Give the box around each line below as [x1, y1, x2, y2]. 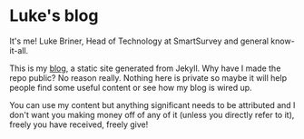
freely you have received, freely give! [9, 119, 149, 130]
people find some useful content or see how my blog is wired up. [9, 82, 252, 93]
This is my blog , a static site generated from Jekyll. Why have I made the [9, 63, 281, 74]
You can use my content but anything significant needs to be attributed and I [9, 99, 296, 110]
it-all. [9, 45, 29, 55]
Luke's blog [9, 5, 99, 26]
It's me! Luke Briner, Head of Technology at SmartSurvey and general [9, 35, 270, 46]
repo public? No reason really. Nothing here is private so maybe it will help [9, 72, 288, 83]
